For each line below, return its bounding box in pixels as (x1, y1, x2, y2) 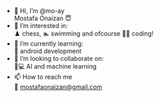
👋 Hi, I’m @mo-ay (13, 7, 65, 15)
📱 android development (13, 47, 82, 55)
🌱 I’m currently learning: (13, 39, 84, 48)
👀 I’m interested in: (13, 22, 68, 29)
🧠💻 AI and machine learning (13, 62, 97, 70)
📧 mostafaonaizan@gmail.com (13, 83, 102, 91)
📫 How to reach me (13, 73, 72, 80)
